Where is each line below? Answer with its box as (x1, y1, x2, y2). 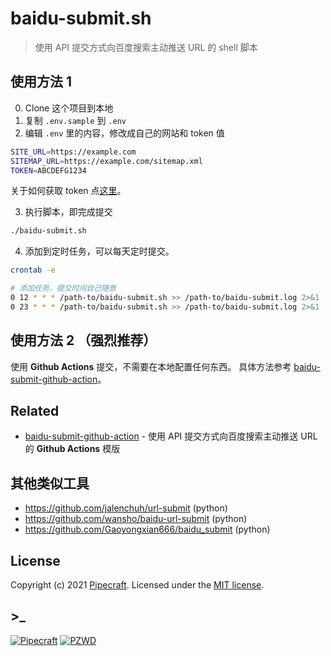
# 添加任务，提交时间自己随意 (10, 283, 117, 294)
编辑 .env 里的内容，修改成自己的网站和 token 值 (24, 127, 225, 139)
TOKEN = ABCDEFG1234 (10, 165, 87, 176)
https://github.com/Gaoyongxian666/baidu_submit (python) (24, 523, 271, 536)
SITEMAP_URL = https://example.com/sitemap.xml (10, 156, 203, 166)
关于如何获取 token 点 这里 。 (10, 185, 127, 197)
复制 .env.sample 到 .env (24, 114, 127, 126)
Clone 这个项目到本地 (24, 102, 114, 114)
